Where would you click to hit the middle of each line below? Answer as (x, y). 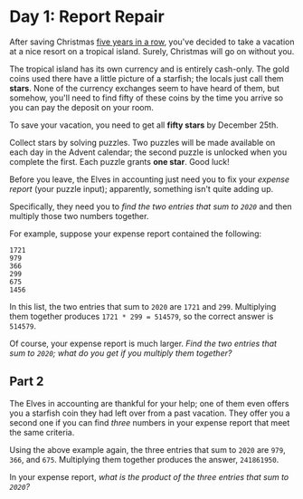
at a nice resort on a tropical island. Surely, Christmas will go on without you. (152, 51)
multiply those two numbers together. (79, 216)
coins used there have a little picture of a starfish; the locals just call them (147, 78)
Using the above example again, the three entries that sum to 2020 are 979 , (148, 449)
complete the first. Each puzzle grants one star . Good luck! (120, 161)
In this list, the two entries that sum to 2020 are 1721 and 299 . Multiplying (143, 306)
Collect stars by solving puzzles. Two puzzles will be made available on (142, 142)
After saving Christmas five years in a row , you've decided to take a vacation (152, 42)
